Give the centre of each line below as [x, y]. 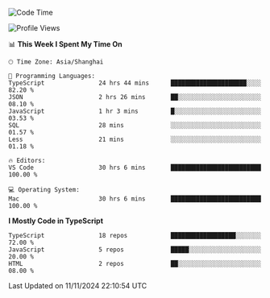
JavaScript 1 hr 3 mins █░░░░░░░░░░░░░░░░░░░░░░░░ [135, 111]
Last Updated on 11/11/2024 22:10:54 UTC [78, 286]
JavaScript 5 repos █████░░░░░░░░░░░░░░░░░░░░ [135, 250]
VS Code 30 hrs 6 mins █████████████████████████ [135, 168]
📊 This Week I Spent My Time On [65, 44]
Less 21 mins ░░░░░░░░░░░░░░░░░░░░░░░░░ [135, 139]
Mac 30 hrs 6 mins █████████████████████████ [135, 199]
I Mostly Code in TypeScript [56, 221]
